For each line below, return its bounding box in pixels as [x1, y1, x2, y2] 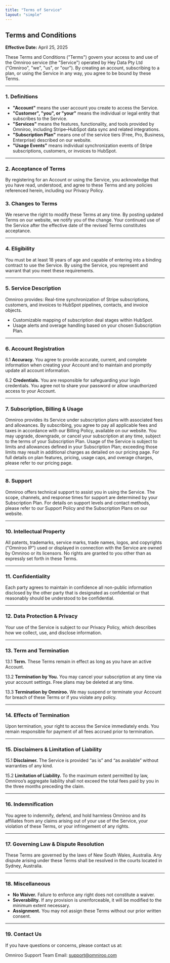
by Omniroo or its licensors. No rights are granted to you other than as [5, 550, 152, 556]
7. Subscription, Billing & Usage [5, 405, 83, 413]
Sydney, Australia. [5, 863, 43, 869]
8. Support [5, 477, 32, 485]
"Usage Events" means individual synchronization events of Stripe [12, 142, 153, 149]
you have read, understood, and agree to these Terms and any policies [5, 182, 153, 188]
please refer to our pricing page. [5, 460, 73, 466]
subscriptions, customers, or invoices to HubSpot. [12, 147, 117, 154]
